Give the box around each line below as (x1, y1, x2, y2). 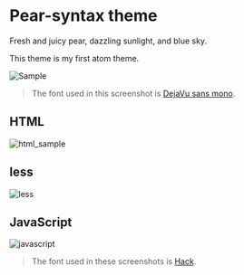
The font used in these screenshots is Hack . (31, 256, 197, 267)
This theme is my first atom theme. (9, 52, 140, 63)
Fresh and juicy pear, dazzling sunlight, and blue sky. (9, 35, 207, 46)
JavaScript (9, 214, 73, 230)
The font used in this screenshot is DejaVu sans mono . (31, 88, 236, 99)
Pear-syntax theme (9, 5, 158, 26)
